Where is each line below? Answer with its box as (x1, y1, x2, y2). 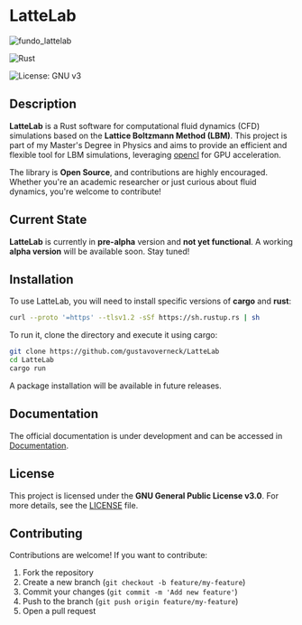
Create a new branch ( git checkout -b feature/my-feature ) (22, 577, 246, 588)
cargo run (9, 364, 47, 373)
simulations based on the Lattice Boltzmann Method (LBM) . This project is (9, 130, 288, 141)
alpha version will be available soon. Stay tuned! (9, 246, 190, 257)
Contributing (9, 526, 83, 541)
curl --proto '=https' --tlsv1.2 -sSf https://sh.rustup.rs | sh (9, 313, 260, 322)
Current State (9, 212, 87, 228)
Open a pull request (22, 606, 96, 617)
